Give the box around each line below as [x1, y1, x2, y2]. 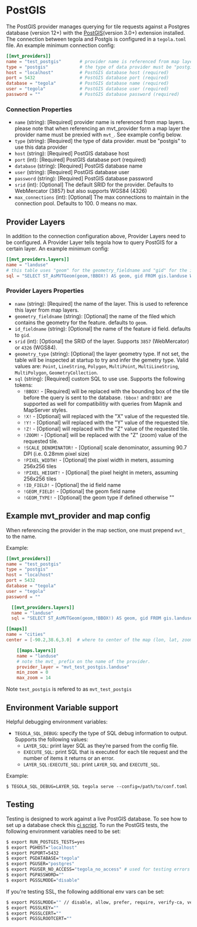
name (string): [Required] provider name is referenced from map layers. [14, 119, 185, 126]
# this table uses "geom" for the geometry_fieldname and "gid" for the [6, 267, 188, 274]
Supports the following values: [14, 736, 89, 743]
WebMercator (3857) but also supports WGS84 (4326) [14, 188, 147, 195]
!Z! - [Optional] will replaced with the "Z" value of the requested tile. [23, 425, 189, 432]
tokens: [14, 381, 33, 388]
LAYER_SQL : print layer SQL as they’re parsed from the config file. [23, 742, 179, 749]
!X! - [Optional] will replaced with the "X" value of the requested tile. [23, 412, 189, 419]
